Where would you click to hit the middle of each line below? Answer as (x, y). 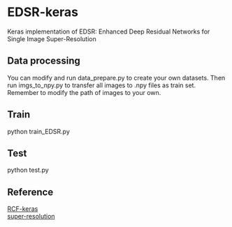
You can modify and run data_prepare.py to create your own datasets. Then (116, 78)
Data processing (44, 61)
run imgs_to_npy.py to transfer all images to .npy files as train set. (102, 85)
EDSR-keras (43, 12)
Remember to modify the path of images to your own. (84, 92)
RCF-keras (23, 209)
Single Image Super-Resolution (52, 38)
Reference (30, 192)
